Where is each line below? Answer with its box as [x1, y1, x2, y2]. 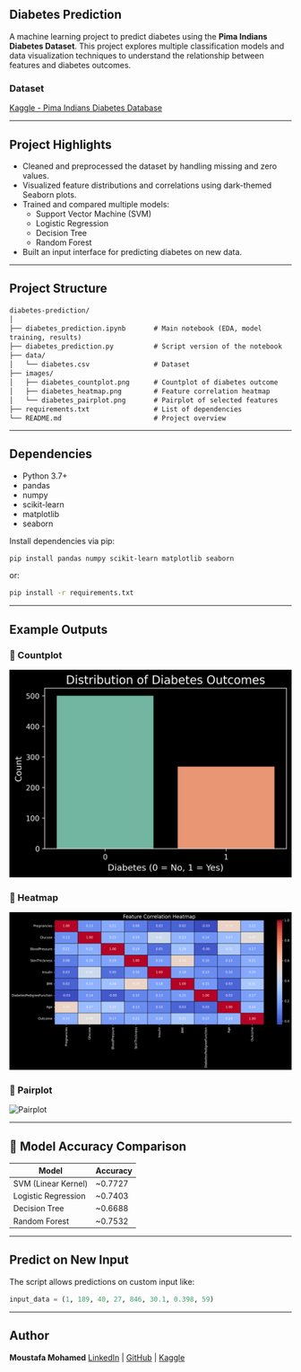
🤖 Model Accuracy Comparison [9, 1139, 186, 1154]
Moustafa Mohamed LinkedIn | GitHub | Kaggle [9, 1351, 185, 1363]
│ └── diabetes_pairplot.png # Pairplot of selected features [9, 395, 279, 405]
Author [9, 1328, 49, 1343]
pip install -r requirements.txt [9, 588, 134, 598]
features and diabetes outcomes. [9, 59, 132, 70]
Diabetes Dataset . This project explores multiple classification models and [9, 40, 285, 51]
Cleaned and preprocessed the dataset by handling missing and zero [21, 161, 278, 171]
